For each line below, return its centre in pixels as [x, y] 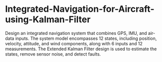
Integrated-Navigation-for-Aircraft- [80, 9]
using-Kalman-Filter [48, 19]
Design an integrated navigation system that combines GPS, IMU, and [76, 33]
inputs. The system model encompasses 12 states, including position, [86, 38]
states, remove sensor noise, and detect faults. [53, 54]
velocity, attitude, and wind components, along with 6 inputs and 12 [74, 43]
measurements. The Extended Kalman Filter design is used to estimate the [81, 49]
